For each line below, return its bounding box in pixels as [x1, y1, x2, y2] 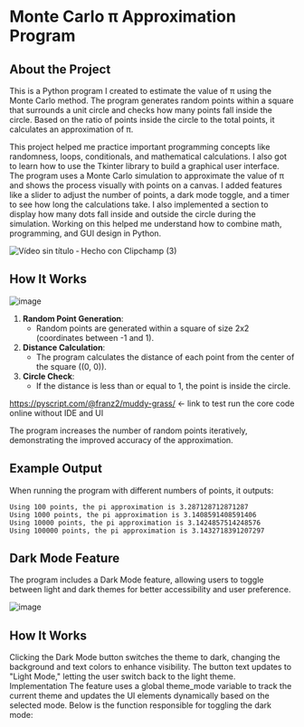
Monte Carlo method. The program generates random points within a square [9, 95, 294, 106]
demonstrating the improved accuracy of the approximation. [9, 434, 233, 445]
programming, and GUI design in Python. [9, 228, 162, 239]
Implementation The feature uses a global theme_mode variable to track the [9, 681, 292, 692]
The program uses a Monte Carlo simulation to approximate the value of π [9, 170, 285, 181]
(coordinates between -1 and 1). [35, 332, 155, 343]
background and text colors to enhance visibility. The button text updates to [9, 662, 292, 673]
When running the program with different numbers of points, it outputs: [9, 485, 274, 496]
